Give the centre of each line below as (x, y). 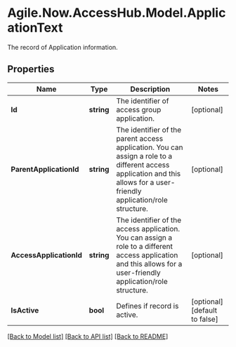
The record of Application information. (63, 47)
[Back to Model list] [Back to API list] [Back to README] (88, 336)
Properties (31, 69)
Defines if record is (147, 306)
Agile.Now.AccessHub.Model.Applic (117, 13)
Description (150, 89)
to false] (205, 319)
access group (138, 109)
